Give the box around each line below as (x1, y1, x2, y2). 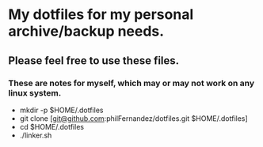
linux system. (8, 87, 62, 98)
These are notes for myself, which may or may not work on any (8, 77, 255, 89)
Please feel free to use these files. (8, 54, 180, 67)
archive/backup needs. (8, 22, 165, 40)
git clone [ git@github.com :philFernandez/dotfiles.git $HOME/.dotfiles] (19, 113, 248, 123)
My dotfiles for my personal (8, 6, 194, 24)
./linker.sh (19, 130, 52, 140)
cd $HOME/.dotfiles (19, 122, 85, 131)
